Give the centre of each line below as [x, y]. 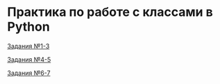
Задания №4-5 [29, 59]
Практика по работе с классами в [110, 12]
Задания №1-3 [28, 46]
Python [28, 27]
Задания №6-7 [29, 73]
